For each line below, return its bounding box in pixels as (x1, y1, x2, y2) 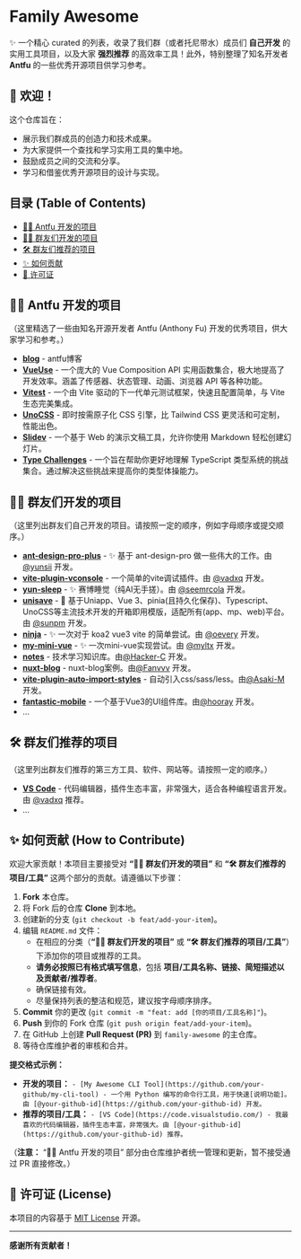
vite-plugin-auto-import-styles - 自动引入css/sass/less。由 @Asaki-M (21, 674, 285, 684)
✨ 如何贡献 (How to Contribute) (9, 832, 185, 848)
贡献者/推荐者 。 (43, 973, 103, 983)
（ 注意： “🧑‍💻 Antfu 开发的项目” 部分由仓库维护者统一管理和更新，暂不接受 (9, 1147, 284, 1158)
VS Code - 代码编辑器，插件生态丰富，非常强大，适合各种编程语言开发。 (21, 783, 292, 794)
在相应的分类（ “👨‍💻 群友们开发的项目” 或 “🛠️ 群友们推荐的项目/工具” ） (35, 936, 290, 946)
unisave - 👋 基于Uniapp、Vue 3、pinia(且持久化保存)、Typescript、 (21, 595, 273, 606)
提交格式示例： (9, 1059, 64, 1070)
